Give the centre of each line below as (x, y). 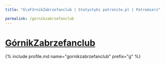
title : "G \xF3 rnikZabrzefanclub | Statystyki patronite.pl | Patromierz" (83, 10)
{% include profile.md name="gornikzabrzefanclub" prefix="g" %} (73, 57)
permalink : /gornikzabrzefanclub (40, 18)
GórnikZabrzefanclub (50, 43)
